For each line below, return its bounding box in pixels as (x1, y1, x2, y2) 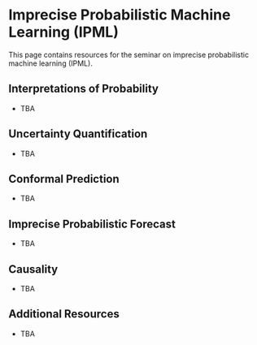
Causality (8, 262, 59, 276)
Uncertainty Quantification (8, 127, 148, 141)
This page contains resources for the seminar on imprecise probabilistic (8, 50, 250, 59)
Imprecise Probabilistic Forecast (8, 217, 176, 231)
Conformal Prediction (8, 172, 120, 186)
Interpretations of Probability (8, 82, 159, 96)
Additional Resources (8, 307, 120, 321)
